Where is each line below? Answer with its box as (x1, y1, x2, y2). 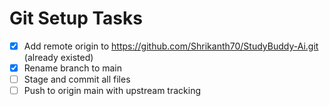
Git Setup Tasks (9, 7, 143, 30)
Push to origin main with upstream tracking (23, 85, 201, 97)
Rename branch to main (23, 62, 122, 74)
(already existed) (23, 52, 94, 63)
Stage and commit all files (23, 73, 131, 86)
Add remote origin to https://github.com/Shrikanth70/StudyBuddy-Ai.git (23, 40, 319, 52)
